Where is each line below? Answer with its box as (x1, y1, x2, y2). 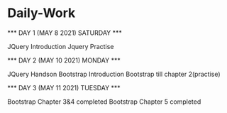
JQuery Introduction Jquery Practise (7, 42, 114, 50)
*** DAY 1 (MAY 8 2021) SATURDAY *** (7, 28, 123, 37)
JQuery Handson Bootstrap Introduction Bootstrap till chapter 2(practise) (7, 70, 221, 78)
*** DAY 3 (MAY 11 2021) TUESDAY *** (7, 83, 121, 92)
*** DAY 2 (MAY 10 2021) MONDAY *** (7, 55, 121, 65)
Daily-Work (7, 5, 76, 21)
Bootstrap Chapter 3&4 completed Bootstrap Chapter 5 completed (7, 97, 201, 106)
